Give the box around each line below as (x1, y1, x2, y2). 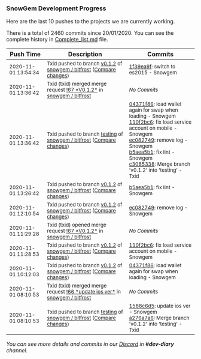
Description (68, 50, 103, 58)
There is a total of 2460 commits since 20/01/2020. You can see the (6, 29, 174, 37)
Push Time (10, 50, 41, 58)
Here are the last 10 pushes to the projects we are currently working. (6, 18, 175, 25)
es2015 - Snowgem (129, 69, 178, 76)
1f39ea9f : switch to (129, 63, 176, 70)
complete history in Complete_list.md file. (6, 36, 109, 43)
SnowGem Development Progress (6, 4, 106, 13)
